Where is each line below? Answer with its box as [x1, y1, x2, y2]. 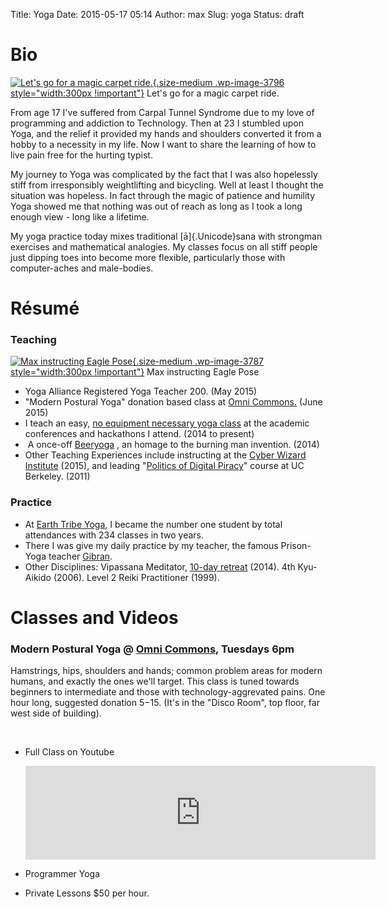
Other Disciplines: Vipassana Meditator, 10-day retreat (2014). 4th [24, 560, 296, 573]
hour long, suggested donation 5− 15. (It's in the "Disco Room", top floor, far [10, 697, 320, 709]
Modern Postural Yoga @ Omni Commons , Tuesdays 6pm [10, 642, 295, 656]
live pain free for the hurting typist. [10, 149, 153, 161]
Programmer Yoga [24, 868, 101, 880]
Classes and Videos [10, 606, 179, 629]
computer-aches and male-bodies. [10, 262, 154, 274]
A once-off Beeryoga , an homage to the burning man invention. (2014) [27, 439, 320, 451]
